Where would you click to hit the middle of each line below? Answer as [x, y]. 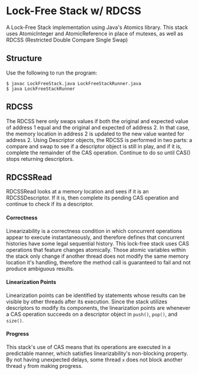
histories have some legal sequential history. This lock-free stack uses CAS [98, 243]
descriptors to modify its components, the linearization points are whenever [98, 308]
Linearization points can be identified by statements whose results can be [96, 295]
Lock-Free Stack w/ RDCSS [74, 11]
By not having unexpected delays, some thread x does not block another [95, 360]
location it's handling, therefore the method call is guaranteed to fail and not [98, 262]
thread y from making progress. [45, 366]
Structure [24, 58]
